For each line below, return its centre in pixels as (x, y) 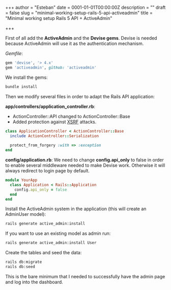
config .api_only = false (41, 189)
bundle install (21, 86)
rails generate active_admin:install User (51, 243)
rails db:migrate (24, 262)
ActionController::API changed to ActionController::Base (72, 116)
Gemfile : (14, 53)
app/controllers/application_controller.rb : (50, 106)
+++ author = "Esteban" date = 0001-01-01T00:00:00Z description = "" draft (85, 7)
